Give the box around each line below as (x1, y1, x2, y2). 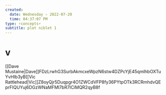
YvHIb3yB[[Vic (5, 74, 36, 80)
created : (5, 7, 23, 12)
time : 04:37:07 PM (9, 16, 48, 21)
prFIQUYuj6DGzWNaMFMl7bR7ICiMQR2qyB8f (5, 85, 100, 91)
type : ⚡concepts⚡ (5, 21, 41, 26)
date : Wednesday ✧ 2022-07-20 (9, 12, 72, 17)
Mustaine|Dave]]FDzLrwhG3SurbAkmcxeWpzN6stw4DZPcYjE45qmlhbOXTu (5, 69, 162, 75)
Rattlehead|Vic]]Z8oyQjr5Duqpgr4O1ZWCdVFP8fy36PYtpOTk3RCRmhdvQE (5, 79, 162, 85)
